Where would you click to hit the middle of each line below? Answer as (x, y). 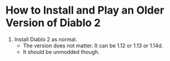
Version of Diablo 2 (53, 23)
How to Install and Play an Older (85, 10)
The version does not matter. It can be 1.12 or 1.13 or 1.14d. (93, 46)
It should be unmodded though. (61, 52)
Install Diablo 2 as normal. (45, 39)
